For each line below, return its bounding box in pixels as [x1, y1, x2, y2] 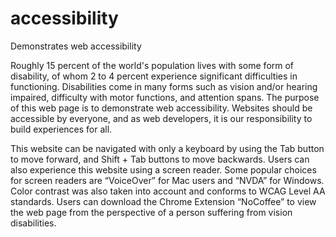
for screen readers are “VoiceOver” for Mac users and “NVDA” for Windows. [10, 174, 325, 186]
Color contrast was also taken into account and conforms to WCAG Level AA [10, 185, 326, 197]
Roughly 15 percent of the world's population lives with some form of [10, 59, 295, 71]
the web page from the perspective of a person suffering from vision [10, 206, 293, 218]
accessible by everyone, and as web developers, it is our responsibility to [10, 112, 313, 124]
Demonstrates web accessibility [10, 40, 142, 52]
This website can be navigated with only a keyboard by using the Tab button [10, 142, 325, 154]
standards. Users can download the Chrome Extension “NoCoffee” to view [10, 195, 317, 207]
